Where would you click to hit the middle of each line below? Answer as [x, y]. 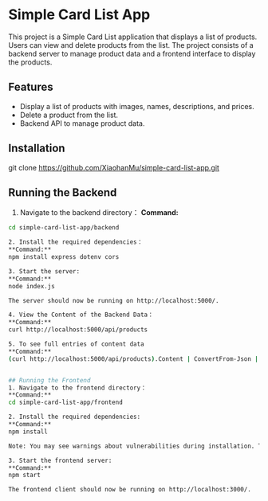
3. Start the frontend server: [60, 460]
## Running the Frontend [49, 380]
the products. [30, 62]
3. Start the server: [44, 271]
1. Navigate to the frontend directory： [77, 388]
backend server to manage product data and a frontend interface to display [132, 53]
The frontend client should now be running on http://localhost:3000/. [130, 490]
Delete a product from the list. [69, 115]
